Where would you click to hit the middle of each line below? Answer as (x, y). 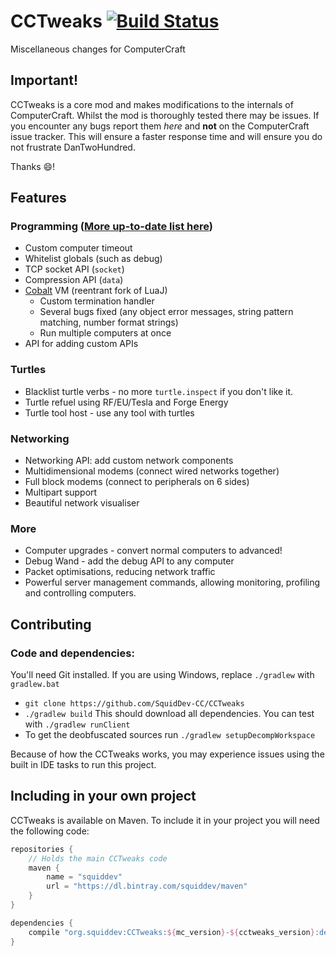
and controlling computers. (80, 593)
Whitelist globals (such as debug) (93, 259)
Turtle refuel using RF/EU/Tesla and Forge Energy (126, 402)
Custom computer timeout (78, 248)
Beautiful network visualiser (82, 503)
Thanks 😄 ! (33, 166)
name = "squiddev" (84, 877)
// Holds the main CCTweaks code (98, 858)
